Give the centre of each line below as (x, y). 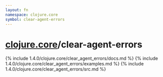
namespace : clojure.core (32, 15)
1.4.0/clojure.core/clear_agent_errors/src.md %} (56, 69)
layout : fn (17, 10)
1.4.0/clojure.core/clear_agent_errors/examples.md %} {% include (75, 64)
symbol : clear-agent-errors (35, 19)
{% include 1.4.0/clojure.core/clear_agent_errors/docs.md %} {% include (82, 58)
